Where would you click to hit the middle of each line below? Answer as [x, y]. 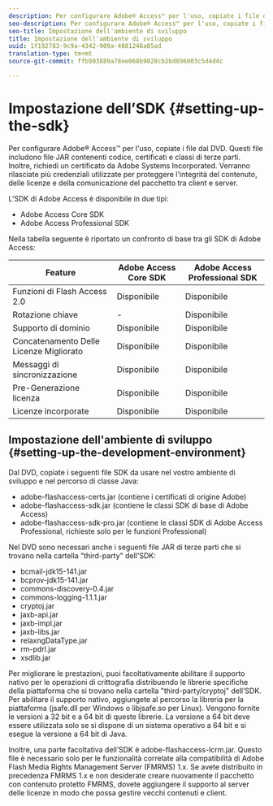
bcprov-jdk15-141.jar [54, 580]
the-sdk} [39, 126]
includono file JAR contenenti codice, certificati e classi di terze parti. [125, 157]
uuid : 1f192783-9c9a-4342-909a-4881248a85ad [85, 46]
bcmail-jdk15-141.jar [54, 571]
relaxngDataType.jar [54, 640]
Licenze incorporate [51, 411]
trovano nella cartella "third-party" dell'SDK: [82, 555]
